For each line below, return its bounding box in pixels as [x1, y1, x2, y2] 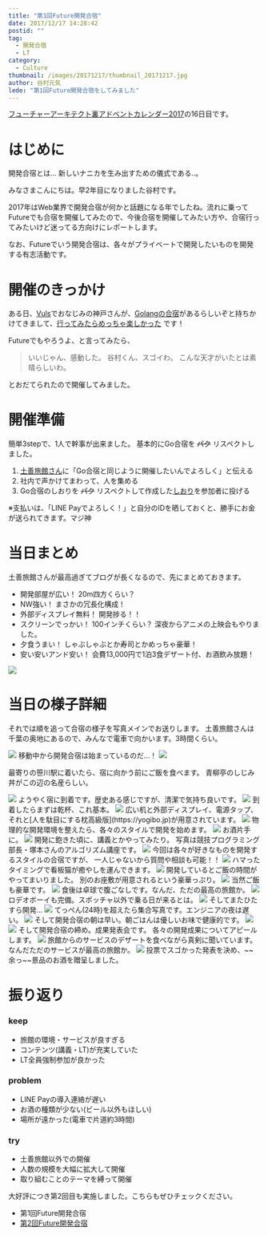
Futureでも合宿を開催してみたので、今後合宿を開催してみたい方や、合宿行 [8, 213, 254, 222]
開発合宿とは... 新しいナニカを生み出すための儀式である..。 [8, 168, 202, 178]
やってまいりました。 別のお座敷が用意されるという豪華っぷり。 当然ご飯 [8, 875, 260, 885]
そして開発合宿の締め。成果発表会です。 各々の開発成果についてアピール [18, 925, 258, 935]
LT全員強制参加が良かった [19, 1055, 106, 1064]
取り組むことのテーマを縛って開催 [19, 1174, 132, 1184]
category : [8, 57, 42, 65]
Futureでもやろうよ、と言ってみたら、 [8, 336, 134, 346]
